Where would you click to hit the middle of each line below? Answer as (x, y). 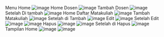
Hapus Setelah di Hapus (87, 23)
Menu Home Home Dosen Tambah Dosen (67, 8)
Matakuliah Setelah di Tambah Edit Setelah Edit (82, 18)
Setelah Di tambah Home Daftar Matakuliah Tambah (78, 13)
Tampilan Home (21, 29)
